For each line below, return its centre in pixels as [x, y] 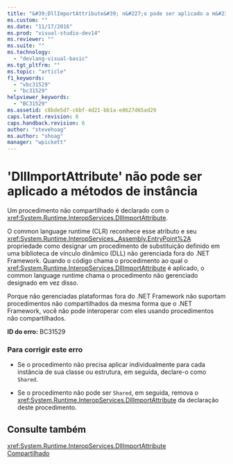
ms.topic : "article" [37, 71]
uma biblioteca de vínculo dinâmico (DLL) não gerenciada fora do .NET [109, 253]
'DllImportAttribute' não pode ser [105, 177]
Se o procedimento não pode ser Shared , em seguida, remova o [108, 393]
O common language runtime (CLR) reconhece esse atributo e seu [102, 231]
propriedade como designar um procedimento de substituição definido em [114, 246]
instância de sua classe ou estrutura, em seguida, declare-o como [112, 372]
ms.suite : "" [26, 46]
